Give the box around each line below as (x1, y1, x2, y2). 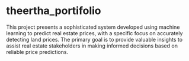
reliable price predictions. (6, 48, 69, 55)
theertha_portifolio (6, 4, 102, 18)
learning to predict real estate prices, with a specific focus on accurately (6, 29, 183, 36)
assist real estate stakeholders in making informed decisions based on (6, 42, 178, 49)
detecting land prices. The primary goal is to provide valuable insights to (6, 36, 182, 43)
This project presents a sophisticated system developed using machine (6, 23, 180, 30)
